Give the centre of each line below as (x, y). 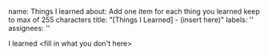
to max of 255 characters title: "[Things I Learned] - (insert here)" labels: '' (131, 20)
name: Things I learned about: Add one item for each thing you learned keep (134, 11)
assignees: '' (29, 28)
